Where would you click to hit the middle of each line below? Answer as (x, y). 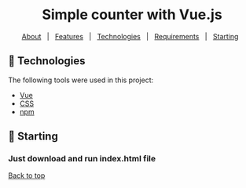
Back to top (27, 175)
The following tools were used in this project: (81, 80)
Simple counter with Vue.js (132, 15)
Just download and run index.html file (82, 159)
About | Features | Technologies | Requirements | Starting (130, 36)
